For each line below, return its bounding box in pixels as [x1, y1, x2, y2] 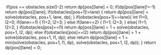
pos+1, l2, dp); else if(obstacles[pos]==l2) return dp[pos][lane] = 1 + [5, 30, 141, 35]
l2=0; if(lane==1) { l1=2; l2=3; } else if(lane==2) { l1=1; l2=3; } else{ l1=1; [5, 19, 147, 25]
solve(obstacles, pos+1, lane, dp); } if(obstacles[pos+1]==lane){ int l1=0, [5, 14, 148, 20]
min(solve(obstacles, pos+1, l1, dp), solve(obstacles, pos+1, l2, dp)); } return [5, 40, 156, 45]
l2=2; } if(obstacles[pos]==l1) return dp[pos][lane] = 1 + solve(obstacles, [5, 24, 150, 30]
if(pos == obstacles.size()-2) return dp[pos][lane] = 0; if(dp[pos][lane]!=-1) [6, 4, 156, 10]
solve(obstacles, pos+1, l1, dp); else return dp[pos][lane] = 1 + [5, 34, 128, 40]
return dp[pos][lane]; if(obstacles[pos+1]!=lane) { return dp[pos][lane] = [5, 9, 149, 15]
